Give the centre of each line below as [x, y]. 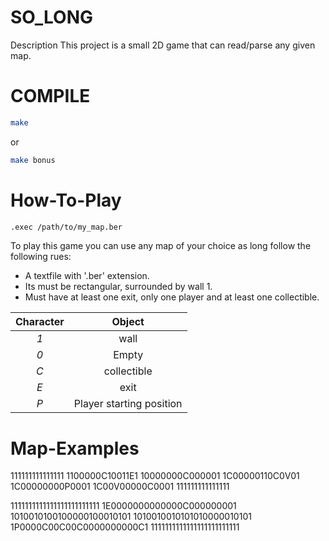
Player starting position [128, 404]
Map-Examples [75, 448]
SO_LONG [52, 17]
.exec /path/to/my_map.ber [66, 227]
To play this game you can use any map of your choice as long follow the [161, 246]
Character [40, 322]
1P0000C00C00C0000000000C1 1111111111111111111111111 [125, 527]
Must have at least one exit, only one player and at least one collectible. [172, 297]
